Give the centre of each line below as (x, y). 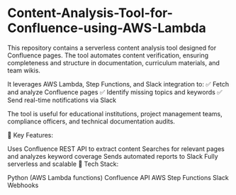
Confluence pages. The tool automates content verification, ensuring (108, 55)
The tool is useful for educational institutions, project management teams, (115, 113)
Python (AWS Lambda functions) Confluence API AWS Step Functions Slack (118, 177)
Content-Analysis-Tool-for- (90, 13)
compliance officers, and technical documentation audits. (91, 121)
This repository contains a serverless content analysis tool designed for (112, 48)
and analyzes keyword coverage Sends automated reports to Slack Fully (113, 156)
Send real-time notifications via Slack (62, 100)
